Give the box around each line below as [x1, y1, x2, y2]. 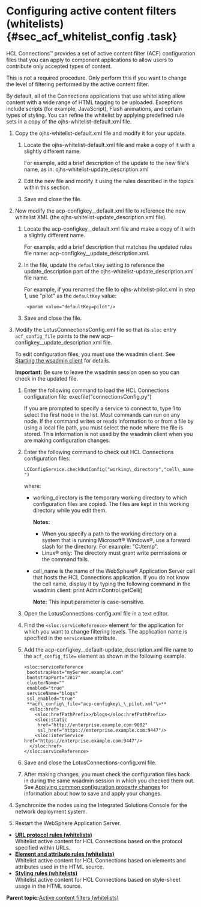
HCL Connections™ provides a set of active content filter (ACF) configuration [6, 49, 196, 57]
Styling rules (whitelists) [14, 869, 78, 877]
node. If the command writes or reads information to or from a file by [23, 417, 194, 425]
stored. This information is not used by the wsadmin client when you [23, 430, 193, 437]
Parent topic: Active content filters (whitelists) [6, 894, 119, 901]
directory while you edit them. [32, 506, 107, 514]
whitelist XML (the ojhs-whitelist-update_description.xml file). [14, 213, 167, 220]
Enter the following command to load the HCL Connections [23, 387, 170, 394]
